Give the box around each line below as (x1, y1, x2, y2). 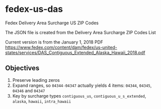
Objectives (5, 64, 40, 72)
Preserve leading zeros (12, 77, 60, 83)
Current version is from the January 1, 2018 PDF (5, 39, 103, 45)
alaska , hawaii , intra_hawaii (12, 98, 71, 104)
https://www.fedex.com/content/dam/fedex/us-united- (5, 44, 118, 50)
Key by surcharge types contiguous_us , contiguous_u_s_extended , (12, 93, 147, 99)
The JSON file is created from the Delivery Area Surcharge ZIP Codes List (5, 29, 156, 35)
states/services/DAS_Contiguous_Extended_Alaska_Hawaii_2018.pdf (5, 50, 146, 55)
